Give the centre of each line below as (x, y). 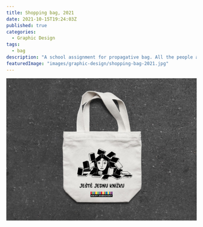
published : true (27, 25)
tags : (13, 45)
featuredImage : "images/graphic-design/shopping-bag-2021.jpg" (88, 63)
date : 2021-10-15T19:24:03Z (42, 19)
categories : (21, 32)
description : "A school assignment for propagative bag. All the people (100, 57)
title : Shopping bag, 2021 (40, 13)
